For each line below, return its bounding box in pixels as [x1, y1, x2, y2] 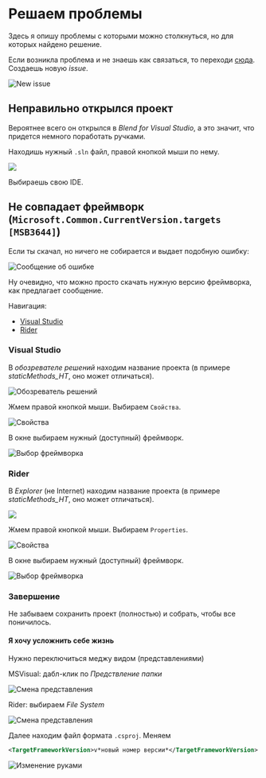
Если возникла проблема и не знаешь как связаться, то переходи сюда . [8, 55, 256, 64]
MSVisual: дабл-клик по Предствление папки [8, 669, 162, 679]
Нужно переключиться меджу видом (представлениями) [8, 653, 205, 663]
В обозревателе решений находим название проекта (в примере [8, 363, 231, 372]
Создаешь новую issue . [8, 63, 89, 72]
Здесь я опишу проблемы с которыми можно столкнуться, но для [8, 31, 234, 41]
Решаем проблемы [8, 5, 143, 23]
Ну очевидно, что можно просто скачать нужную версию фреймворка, [8, 277, 252, 286]
